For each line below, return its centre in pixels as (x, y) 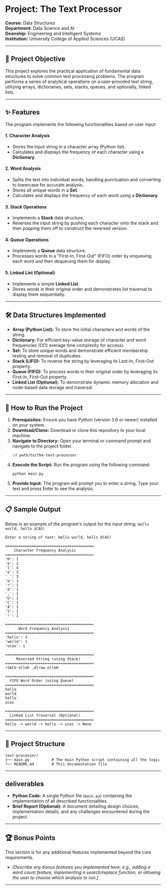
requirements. (19, 858)
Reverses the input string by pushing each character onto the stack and (85, 223)
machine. (22, 436)
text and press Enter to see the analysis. (53, 488)
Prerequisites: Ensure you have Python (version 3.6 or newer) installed (84, 420)
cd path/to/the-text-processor (44, 455)
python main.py (28, 474)
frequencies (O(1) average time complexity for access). (68, 345)
